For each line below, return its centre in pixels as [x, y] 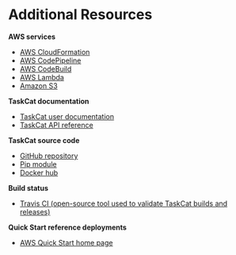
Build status [29, 187]
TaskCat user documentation [67, 116]
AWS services [32, 37]
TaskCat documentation [49, 101]
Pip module [38, 164]
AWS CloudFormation [55, 52]
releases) [35, 211]
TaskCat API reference [56, 125]
